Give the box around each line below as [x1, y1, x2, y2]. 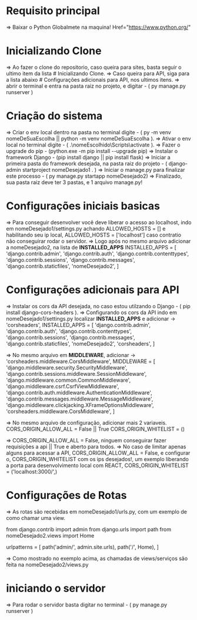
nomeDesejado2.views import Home [6, 532, 95, 539]
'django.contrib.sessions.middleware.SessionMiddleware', [6, 370, 147, 377]
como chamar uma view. [6, 514, 66, 521]
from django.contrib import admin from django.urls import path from [6, 525, 172, 533]
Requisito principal [6, 4, 100, 18]
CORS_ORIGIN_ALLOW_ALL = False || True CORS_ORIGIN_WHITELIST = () [6, 425, 185, 432]
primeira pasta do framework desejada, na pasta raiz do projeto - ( [6, 160, 168, 167]
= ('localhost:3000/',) [6, 468, 58, 475]
